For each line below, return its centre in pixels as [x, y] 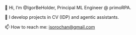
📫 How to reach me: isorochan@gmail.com [50, 27]
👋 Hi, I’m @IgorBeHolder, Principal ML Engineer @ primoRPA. [68, 8]
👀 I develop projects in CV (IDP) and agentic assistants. [62, 17]
